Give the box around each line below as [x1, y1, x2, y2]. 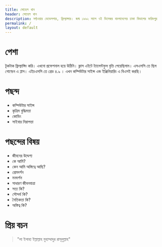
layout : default [5, 25, 38, 30]
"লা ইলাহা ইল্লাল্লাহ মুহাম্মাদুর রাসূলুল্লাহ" [17, 236, 71, 242]
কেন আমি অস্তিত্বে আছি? [12, 163, 46, 169]
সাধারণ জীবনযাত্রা [12, 180, 36, 186]
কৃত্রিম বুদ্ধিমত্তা [12, 108, 31, 113]
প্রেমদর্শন [12, 169, 24, 175]
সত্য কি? [12, 185, 25, 191]
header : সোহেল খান [5, 12, 37, 17]
